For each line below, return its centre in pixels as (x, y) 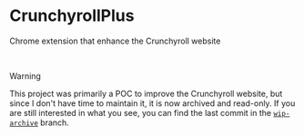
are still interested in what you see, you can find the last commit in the (140, 112)
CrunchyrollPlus (72, 16)
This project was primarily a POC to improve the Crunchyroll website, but (146, 93)
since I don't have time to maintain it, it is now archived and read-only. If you (152, 103)
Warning (25, 76)
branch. (55, 122)
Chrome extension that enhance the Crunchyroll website (115, 41)
